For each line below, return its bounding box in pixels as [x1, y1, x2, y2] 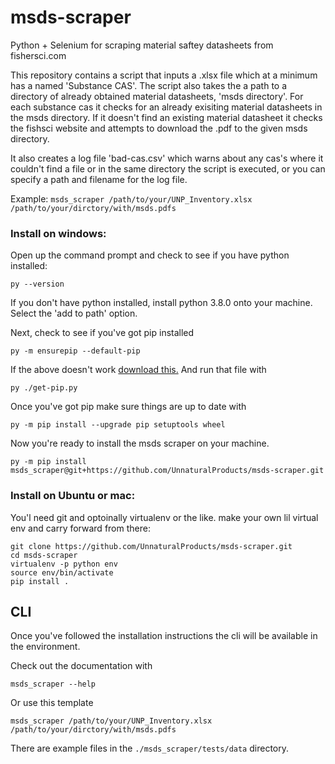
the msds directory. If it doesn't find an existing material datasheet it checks [10, 111, 323, 123]
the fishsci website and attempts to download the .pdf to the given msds [10, 122, 308, 134]
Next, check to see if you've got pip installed [10, 327, 195, 339]
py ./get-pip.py [10, 383, 78, 393]
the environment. [10, 641, 81, 653]
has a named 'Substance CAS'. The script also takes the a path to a [10, 79, 288, 91]
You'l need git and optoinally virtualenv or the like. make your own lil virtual [10, 511, 319, 523]
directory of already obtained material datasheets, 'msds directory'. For [10, 90, 304, 102]
